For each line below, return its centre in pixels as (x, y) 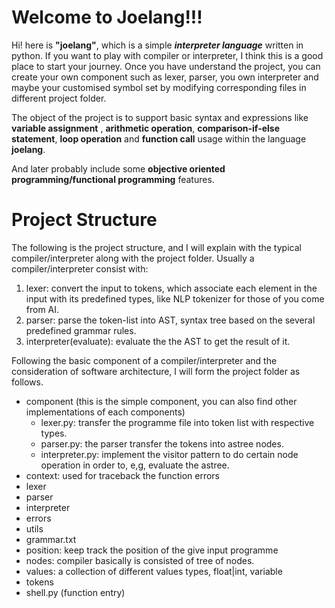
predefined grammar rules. (81, 330)
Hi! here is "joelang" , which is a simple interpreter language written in (157, 45)
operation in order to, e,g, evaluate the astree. (135, 465)
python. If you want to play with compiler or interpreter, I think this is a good (167, 55)
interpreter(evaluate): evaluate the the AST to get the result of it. (158, 341)
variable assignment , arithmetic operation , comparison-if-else (146, 128)
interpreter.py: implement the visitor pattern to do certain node (169, 454)
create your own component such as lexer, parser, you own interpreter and (165, 77)
